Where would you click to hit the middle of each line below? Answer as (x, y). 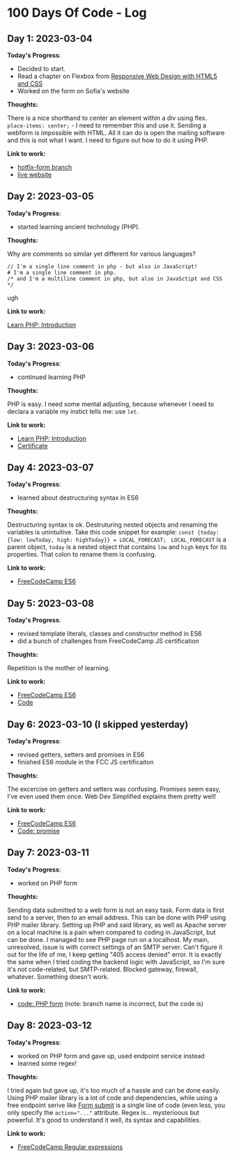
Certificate (32, 446)
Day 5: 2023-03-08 (51, 603)
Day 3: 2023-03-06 (51, 347)
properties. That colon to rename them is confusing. (82, 555)
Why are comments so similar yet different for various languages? (102, 254)
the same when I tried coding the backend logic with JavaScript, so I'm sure (116, 962)
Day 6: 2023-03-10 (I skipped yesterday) (98, 724)
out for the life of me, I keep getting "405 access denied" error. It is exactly (115, 954)
